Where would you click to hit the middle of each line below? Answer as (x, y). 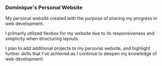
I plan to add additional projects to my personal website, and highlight (78, 48)
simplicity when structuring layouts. (42, 38)
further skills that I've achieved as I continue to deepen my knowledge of (81, 53)
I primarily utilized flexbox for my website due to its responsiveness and (80, 33)
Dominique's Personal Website (44, 7)
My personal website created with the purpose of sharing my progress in (81, 18)
